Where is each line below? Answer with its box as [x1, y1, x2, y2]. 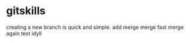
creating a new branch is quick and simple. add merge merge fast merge [6, 24, 184, 31]
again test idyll [6, 29, 42, 37]
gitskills [6, 4, 46, 18]
